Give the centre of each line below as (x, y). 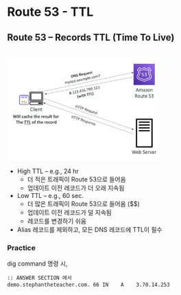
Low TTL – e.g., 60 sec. (50, 196)
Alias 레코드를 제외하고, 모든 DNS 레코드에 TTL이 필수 (89, 230)
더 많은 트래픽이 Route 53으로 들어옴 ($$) (83, 204)
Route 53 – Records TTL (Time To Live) (91, 37)
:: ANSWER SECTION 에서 (39, 278)
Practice (21, 248)
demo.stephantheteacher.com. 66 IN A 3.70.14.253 (88, 285)
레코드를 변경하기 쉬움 (57, 221)
